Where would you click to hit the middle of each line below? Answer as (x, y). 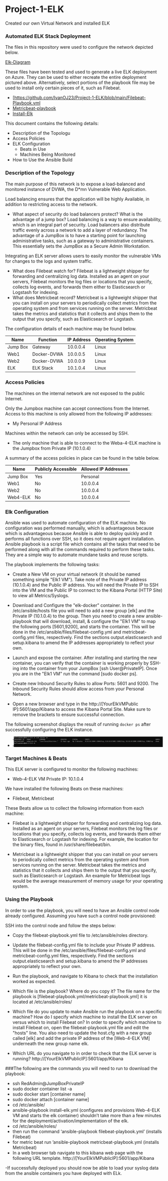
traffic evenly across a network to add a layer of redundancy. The (80, 230)
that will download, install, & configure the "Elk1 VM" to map (94, 621)
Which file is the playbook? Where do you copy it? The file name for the (86, 991)
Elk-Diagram (18, 62)
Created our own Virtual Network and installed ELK (57, 23)
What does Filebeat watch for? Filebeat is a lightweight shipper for (81, 271)
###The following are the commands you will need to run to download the (81, 1068)
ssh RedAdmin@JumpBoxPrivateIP (48, 1083)
